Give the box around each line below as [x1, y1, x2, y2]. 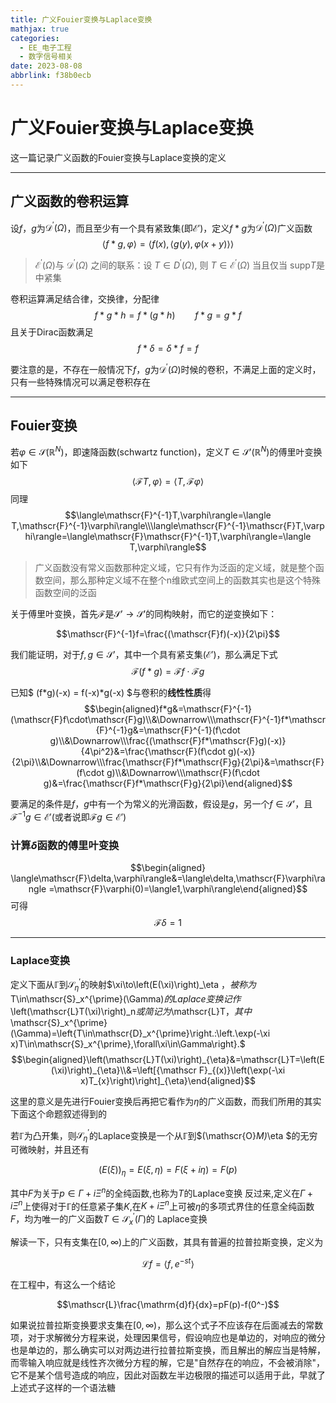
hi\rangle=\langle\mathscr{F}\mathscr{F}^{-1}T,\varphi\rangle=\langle [24, 531, 312, 543]
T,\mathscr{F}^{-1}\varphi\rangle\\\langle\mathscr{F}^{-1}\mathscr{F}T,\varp [11, 520, 325, 532]
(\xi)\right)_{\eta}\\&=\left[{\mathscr [50, 1064, 197, 1076]
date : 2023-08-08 [10, 61, 83, 71]
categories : [10, 33, 60, 43]
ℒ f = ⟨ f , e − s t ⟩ [141, 1256, 195, 1270]
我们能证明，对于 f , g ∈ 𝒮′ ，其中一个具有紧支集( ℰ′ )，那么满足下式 [10, 649, 278, 661]
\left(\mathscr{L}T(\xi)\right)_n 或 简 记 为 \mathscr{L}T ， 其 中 [10, 1005, 252, 1017]
